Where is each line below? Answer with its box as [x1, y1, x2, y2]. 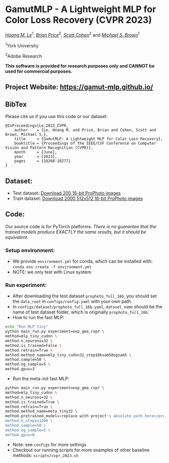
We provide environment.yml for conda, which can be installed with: [12, 259, 153, 265]
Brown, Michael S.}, [5, 132, 49, 137]
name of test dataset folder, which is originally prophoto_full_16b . [12, 309, 149, 315]
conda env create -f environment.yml [12, 265, 92, 270]
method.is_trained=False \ [5, 343, 62, 348]
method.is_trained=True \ [5, 399, 59, 404]
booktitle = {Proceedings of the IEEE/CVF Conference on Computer [14, 141, 156, 146]
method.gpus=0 [5, 432, 35, 437]
